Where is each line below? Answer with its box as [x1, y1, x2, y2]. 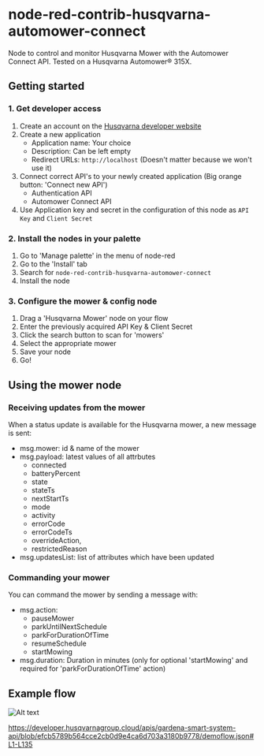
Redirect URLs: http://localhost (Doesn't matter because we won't [31, 155, 252, 164]
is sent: [8, 428, 32, 438]
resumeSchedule [31, 639, 87, 648]
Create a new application [19, 129, 101, 139]
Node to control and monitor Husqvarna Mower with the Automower [8, 48, 229, 58]
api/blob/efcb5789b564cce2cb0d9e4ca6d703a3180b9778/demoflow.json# [8, 732, 255, 741]
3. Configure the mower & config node [8, 296, 158, 307]
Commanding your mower [8, 572, 110, 583]
